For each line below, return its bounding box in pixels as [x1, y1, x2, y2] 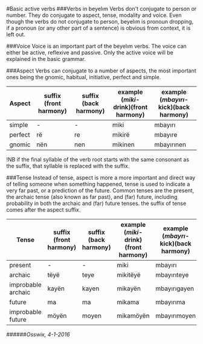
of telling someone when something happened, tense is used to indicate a [6, 181, 190, 187]
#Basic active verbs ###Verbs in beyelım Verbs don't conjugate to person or [6, 5, 197, 12]
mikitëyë [117, 271, 141, 279]
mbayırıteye [155, 271, 189, 279]
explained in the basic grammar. [6, 56, 86, 62]
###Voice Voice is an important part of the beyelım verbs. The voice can [6, 42, 187, 50]
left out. [6, 31, 26, 38]
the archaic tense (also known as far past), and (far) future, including [6, 193, 178, 200]
